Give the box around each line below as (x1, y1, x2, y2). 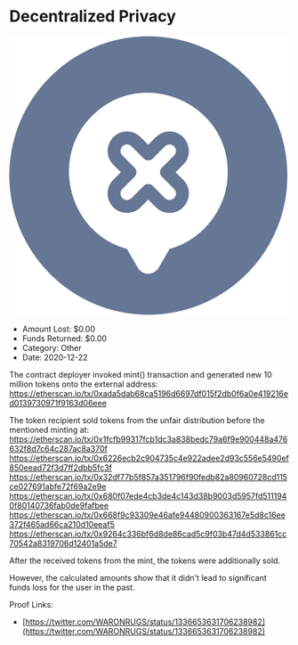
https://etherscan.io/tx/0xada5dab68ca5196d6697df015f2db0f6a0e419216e (9, 388, 289, 398)
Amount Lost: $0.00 (21, 323, 96, 334)
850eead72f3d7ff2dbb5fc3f (9, 461, 113, 473)
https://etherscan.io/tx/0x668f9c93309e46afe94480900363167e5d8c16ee (9, 510, 286, 520)
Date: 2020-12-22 (21, 352, 88, 363)
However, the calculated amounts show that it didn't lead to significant (9, 572, 267, 583)
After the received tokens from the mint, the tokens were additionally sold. (9, 555, 281, 566)
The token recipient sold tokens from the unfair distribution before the (9, 414, 265, 425)
